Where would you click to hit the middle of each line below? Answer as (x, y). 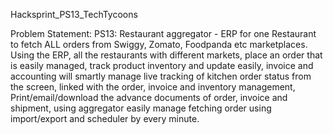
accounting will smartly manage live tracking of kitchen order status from (161, 76)
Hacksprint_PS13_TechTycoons (74, 14)
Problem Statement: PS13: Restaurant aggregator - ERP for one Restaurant (163, 33)
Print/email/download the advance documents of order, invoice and (149, 97)
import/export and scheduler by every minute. (105, 118)
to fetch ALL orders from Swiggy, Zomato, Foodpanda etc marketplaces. (159, 44)
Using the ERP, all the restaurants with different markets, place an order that (166, 55)
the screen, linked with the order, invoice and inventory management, (153, 87)
